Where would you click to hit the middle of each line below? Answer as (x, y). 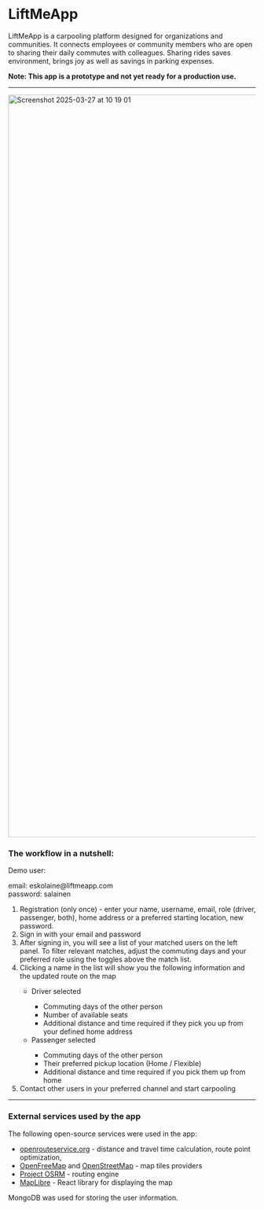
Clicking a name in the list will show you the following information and (132, 968)
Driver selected (56, 991)
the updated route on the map (68, 976)
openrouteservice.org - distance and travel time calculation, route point (135, 1149)
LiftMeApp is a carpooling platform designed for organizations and (115, 35)
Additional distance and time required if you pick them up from (144, 1072)
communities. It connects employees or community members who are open (130, 44)
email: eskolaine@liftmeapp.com (61, 886)
